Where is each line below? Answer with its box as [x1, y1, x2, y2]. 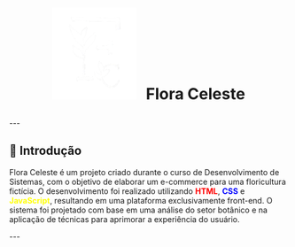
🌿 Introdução [9, 143, 82, 158]
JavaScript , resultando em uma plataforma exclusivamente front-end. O [9, 195, 273, 205]
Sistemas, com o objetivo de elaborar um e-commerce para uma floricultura [9, 176, 286, 187]
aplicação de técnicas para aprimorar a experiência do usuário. [9, 213, 241, 224]
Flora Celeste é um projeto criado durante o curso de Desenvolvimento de [9, 166, 280, 177]
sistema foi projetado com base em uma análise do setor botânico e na [9, 205, 268, 215]
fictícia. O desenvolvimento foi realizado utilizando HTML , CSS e [9, 185, 245, 197]
